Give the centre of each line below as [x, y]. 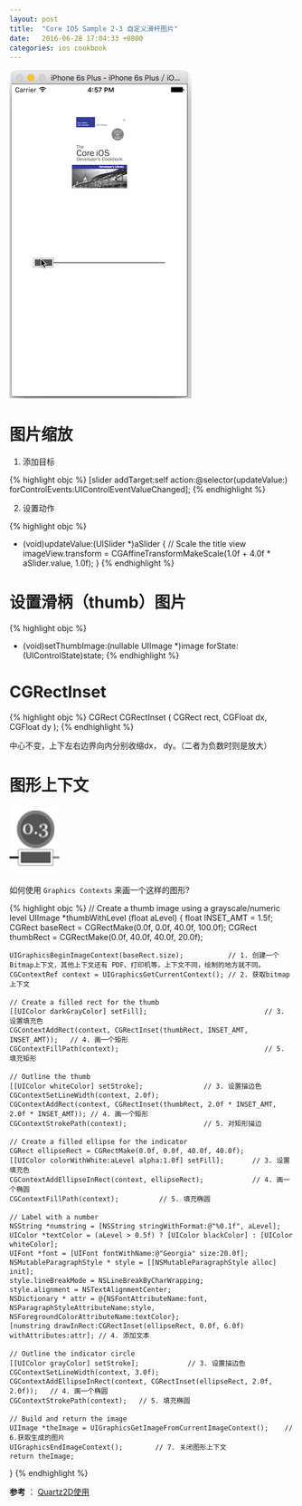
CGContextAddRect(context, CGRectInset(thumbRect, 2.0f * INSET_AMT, [143, 1104]
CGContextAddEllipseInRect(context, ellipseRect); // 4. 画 [146, 1180]
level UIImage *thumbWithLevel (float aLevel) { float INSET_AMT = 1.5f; [142, 918]
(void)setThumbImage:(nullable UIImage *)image [113, 646]
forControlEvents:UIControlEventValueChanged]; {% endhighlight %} [138, 490]
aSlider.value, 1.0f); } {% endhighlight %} [98, 563]
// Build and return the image [68, 1419]
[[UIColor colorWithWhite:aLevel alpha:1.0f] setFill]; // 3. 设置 [150, 1161]
